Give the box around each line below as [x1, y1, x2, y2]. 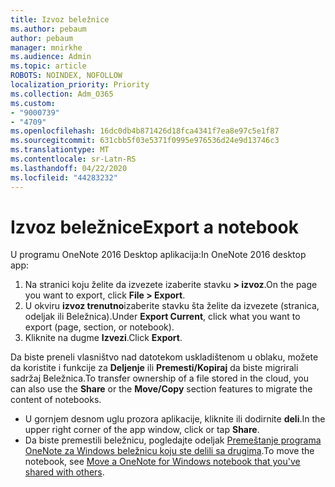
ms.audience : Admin [10, 52, 92, 62]
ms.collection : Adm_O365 [10, 89, 114, 99]
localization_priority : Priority [10, 80, 150, 90]
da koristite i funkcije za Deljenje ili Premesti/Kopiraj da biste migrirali [10, 362, 299, 374]
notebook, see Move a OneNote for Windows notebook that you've [24, 456, 301, 468]
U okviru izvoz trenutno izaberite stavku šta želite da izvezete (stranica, [24, 300, 320, 312]
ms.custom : [10, 98, 56, 108]
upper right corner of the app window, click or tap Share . [24, 424, 260, 436]
